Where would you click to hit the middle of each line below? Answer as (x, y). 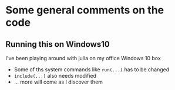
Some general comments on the (85, 10)
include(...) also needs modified (55, 76)
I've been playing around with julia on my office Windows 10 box (83, 58)
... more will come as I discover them (58, 82)
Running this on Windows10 (58, 44)
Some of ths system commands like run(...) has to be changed (92, 70)
